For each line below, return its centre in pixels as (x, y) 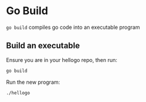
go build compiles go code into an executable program (73, 27)
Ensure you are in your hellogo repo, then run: (62, 60)
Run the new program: (33, 82)
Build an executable (43, 46)
